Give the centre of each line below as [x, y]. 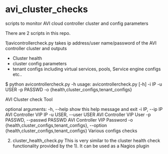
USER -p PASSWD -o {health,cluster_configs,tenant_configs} [69, 89]
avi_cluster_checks [47, 9]
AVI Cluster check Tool [29, 99]
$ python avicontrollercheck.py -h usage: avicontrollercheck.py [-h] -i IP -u [84, 84]
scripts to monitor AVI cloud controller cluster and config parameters [77, 23]
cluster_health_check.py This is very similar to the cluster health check [86, 140]
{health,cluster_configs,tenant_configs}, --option [56, 125]
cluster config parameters [39, 63]
